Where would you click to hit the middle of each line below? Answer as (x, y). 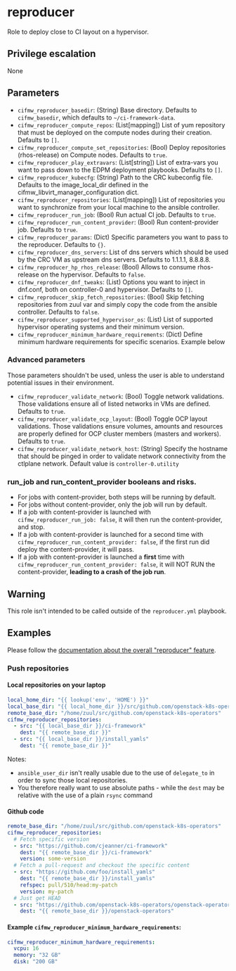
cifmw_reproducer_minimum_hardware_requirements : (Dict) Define (110, 334)
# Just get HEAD (37, 898)
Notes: (17, 759)
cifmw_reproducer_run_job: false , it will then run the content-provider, (120, 520)
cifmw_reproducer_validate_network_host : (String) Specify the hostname (123, 448)
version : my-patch (47, 891)
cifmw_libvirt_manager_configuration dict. (78, 192)
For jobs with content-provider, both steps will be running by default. (117, 497)
